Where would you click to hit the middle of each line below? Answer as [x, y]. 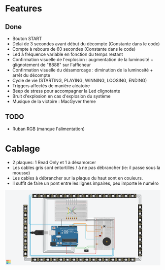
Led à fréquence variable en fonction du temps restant [67, 54]
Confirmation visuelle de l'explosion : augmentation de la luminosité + [83, 59]
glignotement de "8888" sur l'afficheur [51, 65]
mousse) [21, 172]
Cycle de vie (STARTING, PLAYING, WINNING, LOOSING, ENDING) [80, 80]
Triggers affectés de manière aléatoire [51, 86]
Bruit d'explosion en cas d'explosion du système [61, 96]
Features [24, 9]
